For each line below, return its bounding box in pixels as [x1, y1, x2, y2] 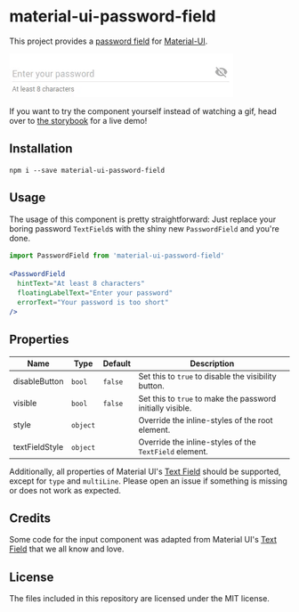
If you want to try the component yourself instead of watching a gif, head [9, 105, 278, 117]
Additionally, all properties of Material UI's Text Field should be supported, [9, 466, 282, 477]
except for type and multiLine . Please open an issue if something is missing [9, 475, 287, 486]
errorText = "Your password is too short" [17, 298, 169, 306]
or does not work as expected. [9, 485, 122, 495]
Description [190, 358, 235, 369]
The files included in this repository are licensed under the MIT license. [9, 593, 270, 604]
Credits [9, 510, 52, 526]
